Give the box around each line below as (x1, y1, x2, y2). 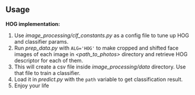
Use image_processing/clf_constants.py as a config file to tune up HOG (14, 32, 189, 39)
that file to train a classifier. (14, 69, 81, 76)
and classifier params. (14, 38, 69, 45)
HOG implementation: (5, 20, 60, 27)
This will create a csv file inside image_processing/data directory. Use (14, 63, 186, 70)
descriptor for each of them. (14, 57, 84, 64)
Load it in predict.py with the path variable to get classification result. (14, 76, 183, 83)
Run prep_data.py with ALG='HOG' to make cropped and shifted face (14, 44, 179, 51)
